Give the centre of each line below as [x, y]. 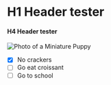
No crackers [34, 60]
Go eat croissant [40, 68]
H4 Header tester [32, 31]
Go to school [35, 75]
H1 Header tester [56, 12]
